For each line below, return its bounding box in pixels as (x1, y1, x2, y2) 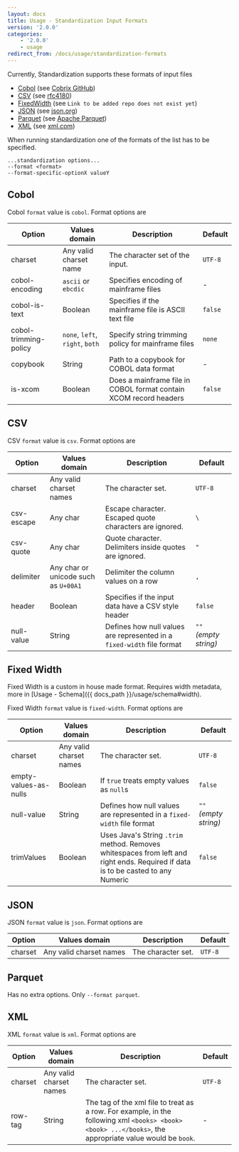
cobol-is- (11, 300, 45, 310)
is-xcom (11, 384, 40, 394)
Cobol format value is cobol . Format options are (7, 208, 147, 216)
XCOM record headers (109, 393, 184, 403)
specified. (7, 143, 37, 151)
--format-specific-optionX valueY (7, 169, 110, 176)
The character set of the (109, 250, 190, 260)
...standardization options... (7, 156, 100, 164)
